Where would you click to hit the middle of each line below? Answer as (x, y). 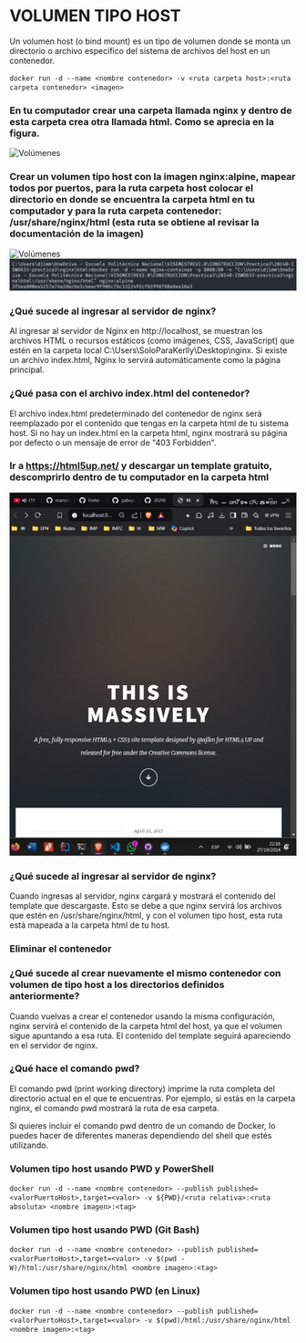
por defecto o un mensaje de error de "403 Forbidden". (113, 442)
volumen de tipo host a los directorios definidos (117, 984)
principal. (27, 370)
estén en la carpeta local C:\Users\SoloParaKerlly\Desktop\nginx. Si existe (148, 350)
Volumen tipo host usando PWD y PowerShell (112, 1169)
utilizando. (29, 1145)
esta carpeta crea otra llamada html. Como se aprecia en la (142, 121)
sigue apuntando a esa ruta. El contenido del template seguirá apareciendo (150, 1036)
